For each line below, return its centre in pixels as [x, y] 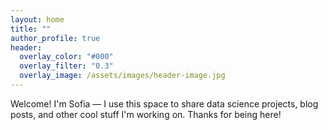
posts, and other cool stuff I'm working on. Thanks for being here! [146, 114]
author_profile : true [55, 38]
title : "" [31, 29]
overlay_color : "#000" [66, 57]
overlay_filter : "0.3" [66, 66]
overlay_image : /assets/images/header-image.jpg [122, 76]
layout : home [37, 19]
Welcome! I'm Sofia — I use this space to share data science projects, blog [164, 103]
